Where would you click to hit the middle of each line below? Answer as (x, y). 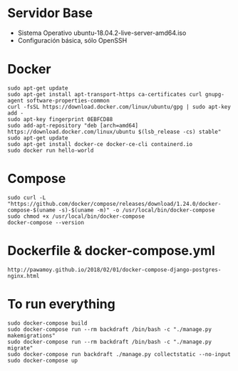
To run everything (61, 304)
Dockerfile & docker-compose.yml (112, 251)
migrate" (20, 348)
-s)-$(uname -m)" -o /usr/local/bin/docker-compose (136, 210)
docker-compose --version (46, 222)
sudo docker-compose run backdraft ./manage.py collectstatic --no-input (119, 354)
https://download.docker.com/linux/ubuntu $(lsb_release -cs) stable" (114, 132)
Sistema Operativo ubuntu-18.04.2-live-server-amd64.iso (102, 33)
